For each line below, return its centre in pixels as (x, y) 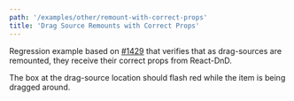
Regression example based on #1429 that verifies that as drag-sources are (145, 50)
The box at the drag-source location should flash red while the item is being (147, 77)
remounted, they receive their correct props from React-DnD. (121, 60)
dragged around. (40, 87)
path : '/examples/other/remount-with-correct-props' (108, 17)
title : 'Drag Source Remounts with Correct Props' (104, 26)
